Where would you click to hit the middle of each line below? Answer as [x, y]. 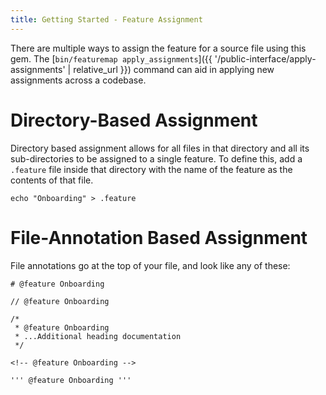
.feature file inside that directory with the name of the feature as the [151, 169]
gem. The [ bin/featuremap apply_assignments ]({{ [111, 58]
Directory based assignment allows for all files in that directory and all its [160, 148]
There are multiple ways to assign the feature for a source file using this [158, 48]
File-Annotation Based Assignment [159, 237]
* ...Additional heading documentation [98, 336]
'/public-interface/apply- [265, 58]
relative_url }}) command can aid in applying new [174, 69]
